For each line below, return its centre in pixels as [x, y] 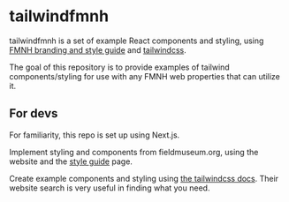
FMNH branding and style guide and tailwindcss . [98, 49]
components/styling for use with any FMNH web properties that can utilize [145, 76]
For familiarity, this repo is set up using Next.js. [95, 135]
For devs [34, 113]
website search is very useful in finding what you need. [110, 188]
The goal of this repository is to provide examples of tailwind [119, 67]
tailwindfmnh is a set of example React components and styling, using [137, 41]
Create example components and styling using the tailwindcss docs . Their [144, 178]
